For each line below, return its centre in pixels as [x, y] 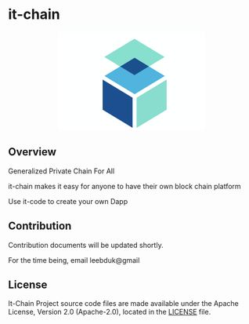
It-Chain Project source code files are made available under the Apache [123, 304]
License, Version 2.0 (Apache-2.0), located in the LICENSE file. [110, 312]
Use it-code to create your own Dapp [68, 201]
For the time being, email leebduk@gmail [74, 260]
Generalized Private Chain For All [61, 171]
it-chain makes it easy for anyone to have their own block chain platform [125, 186]
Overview [32, 152]
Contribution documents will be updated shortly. [86, 245]
